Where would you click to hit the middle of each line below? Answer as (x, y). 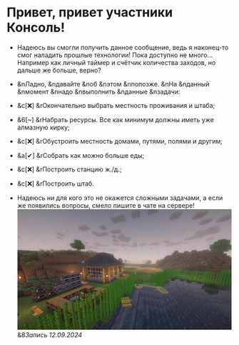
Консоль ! (36, 27)
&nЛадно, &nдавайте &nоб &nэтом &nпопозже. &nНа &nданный (113, 84)
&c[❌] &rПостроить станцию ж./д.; (69, 169)
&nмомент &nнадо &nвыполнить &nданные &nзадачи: (98, 91)
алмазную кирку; (44, 127)
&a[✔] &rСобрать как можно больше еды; (81, 155)
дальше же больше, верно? (59, 70)
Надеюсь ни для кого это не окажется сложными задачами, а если (120, 198)
